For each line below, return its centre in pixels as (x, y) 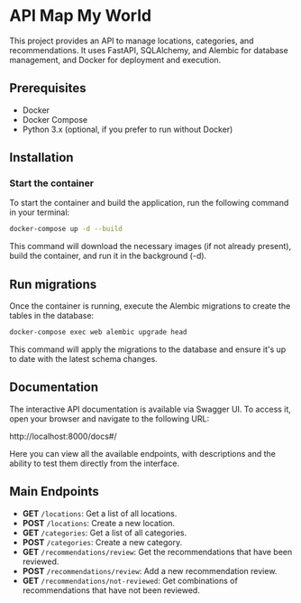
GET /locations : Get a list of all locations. (100, 513)
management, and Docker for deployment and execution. (115, 60)
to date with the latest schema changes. (83, 359)
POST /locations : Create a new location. (99, 523)
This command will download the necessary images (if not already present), (150, 246)
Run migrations (53, 284)
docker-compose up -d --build (66, 229)
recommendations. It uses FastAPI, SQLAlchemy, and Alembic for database (149, 50)
